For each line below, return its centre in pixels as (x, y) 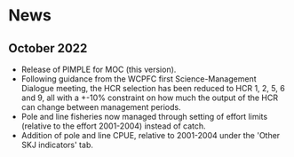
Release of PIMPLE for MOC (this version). (99, 69)
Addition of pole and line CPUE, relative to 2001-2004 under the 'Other (151, 135)
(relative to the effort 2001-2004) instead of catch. (113, 126)
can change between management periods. (101, 107)
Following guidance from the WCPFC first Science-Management (139, 79)
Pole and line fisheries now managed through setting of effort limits (144, 117)
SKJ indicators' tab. (57, 145)
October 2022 (48, 48)
